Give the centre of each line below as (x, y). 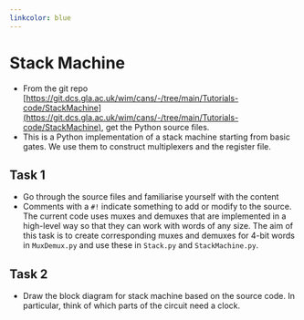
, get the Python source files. (155, 127)
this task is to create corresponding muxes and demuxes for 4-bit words (158, 236)
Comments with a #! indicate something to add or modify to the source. (157, 207)
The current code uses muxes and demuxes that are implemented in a (154, 216)
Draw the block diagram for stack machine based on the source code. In (158, 296)
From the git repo (55, 88)
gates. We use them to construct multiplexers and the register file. (147, 146)
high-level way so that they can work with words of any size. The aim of (158, 226)
